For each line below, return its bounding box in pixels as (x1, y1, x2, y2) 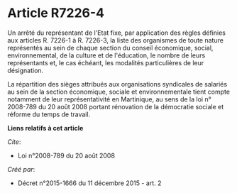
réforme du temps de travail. (7, 110, 91, 118)
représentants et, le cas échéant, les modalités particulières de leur (7, 58, 204, 67)
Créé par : (7, 165, 35, 173)
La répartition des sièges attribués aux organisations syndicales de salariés (7, 79, 228, 88)
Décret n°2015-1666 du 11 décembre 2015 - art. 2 (17, 179, 162, 187)
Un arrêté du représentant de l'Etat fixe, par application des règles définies (7, 28, 226, 37)
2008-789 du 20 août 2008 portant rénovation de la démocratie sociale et (7, 102, 224, 111)
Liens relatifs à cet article (7, 123, 84, 132)
